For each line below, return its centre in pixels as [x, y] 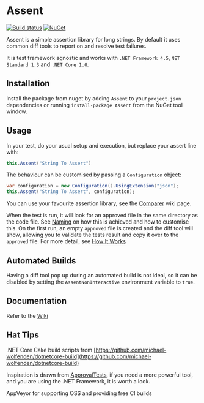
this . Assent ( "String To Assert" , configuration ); [71, 192]
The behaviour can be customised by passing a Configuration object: [94, 175]
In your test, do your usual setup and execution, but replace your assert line [101, 145]
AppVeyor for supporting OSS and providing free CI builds [79, 393]
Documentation [37, 301]
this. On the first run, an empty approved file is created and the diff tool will [100, 228]
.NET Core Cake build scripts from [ [51, 350]
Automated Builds [41, 261]
